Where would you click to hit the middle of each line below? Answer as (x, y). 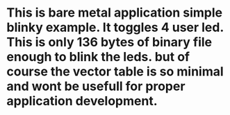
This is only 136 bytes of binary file (109, 42)
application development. (82, 101)
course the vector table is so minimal (115, 72)
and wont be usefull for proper (96, 86)
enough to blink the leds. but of (98, 57)
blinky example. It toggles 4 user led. (115, 27)
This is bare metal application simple (115, 13)
